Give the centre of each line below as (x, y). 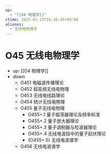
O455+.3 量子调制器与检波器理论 (62, 127)
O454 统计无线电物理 (43, 102)
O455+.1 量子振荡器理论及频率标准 (64, 115)
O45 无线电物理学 (43, 56)
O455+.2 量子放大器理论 (53, 121)
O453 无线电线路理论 (43, 95)
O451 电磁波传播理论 (42, 83)
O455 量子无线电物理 (42, 108)
